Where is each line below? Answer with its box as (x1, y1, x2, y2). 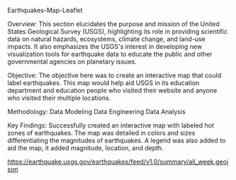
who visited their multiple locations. (7, 94, 111, 102)
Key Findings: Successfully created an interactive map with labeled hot (7, 121, 214, 130)
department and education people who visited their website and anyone (7, 86, 218, 94)
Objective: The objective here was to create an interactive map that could (7, 71, 222, 79)
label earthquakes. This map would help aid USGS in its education (7, 79, 200, 87)
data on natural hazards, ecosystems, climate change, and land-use (7, 35, 206, 43)
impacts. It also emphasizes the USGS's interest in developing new (7, 43, 203, 50)
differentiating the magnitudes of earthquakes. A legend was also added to (7, 136, 226, 145)
